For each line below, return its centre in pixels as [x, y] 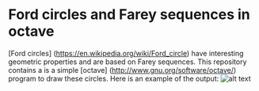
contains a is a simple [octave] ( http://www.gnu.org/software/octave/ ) [122, 70]
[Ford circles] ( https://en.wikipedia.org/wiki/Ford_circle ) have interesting [126, 53]
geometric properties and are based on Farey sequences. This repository [128, 62]
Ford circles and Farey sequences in [129, 15]
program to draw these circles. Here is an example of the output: [114, 78]
